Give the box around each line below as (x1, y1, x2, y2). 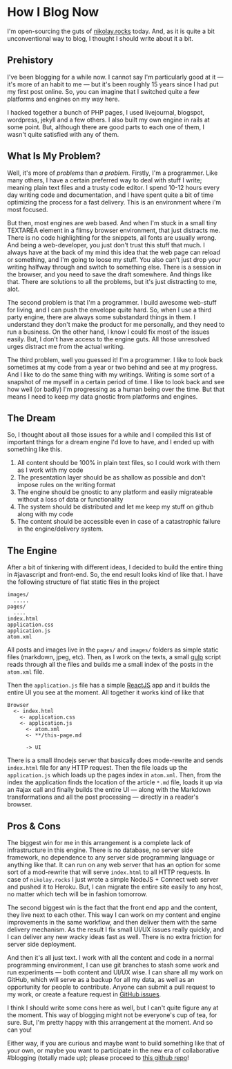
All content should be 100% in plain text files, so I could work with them (17, 459, 221, 467)
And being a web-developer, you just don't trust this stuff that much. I (7, 240, 205, 249)
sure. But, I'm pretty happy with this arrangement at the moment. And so (7, 1019, 213, 1026)
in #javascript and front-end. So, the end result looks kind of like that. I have (7, 571, 223, 579)
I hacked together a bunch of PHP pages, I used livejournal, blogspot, (7, 108, 205, 116)
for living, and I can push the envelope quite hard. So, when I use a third (7, 305, 212, 314)
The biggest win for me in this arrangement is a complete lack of (7, 839, 191, 846)
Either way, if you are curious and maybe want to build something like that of (7, 1039, 225, 1047)
